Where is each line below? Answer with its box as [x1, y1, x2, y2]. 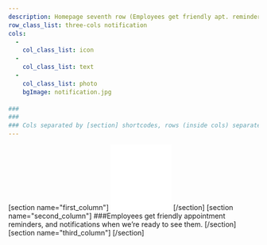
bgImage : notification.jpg [22, 88, 112, 96]
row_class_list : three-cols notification [8, 21, 148, 29]
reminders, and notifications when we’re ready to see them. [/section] [8, 220, 237, 229]
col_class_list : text [22, 63, 94, 71]
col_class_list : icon [22, 46, 94, 55]
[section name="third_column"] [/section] [8, 228, 145, 237]
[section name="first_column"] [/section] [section [8, 203, 234, 212]
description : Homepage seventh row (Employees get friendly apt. [8, 13, 229, 21]
